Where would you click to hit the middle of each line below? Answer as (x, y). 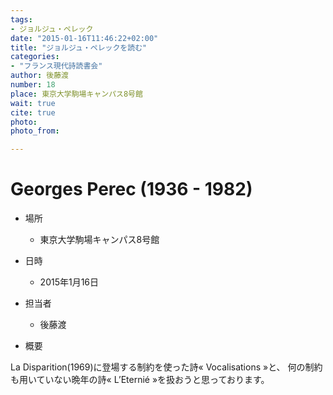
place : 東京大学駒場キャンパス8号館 (76, 94)
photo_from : (35, 131)
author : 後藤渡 (39, 76)
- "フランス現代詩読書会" (56, 66)
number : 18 (33, 85)
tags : (21, 19)
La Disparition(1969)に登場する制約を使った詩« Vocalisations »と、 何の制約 (166, 367)
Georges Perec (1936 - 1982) (131, 189)
